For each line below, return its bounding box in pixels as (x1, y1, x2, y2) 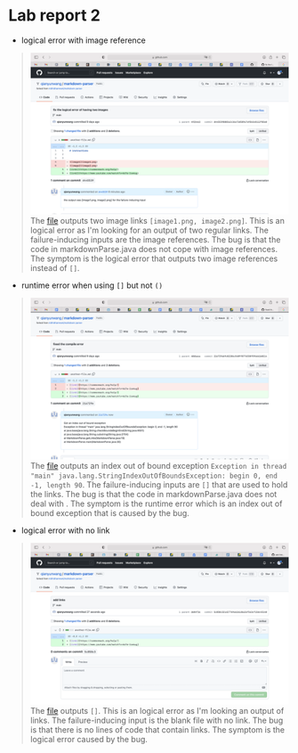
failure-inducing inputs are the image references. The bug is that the (29, 234, 281, 245)
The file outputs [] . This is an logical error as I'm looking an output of (29, 706, 285, 716)
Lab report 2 (8, 5, 101, 26)
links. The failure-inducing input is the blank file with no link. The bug (29, 715, 284, 726)
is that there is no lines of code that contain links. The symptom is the (29, 724, 286, 735)
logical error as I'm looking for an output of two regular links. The (29, 225, 269, 236)
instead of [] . (29, 263, 80, 274)
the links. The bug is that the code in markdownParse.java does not (29, 489, 278, 500)
